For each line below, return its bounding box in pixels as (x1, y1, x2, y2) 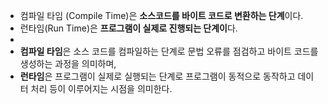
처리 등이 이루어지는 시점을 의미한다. (30, 83, 173, 94)
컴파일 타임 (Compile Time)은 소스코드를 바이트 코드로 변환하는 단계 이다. (19, 10, 304, 21)
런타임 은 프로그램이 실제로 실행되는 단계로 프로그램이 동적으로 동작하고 (19, 70, 296, 82)
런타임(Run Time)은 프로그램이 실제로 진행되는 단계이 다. (19, 22, 238, 34)
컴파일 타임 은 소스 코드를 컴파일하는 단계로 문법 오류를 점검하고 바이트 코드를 (19, 45, 319, 57)
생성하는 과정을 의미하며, (19, 58, 117, 69)
